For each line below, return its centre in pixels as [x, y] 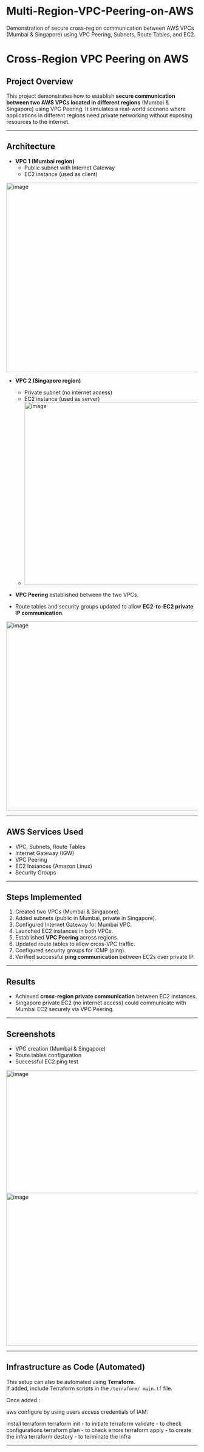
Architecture [31, 147]
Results [21, 982]
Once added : [23, 1400]
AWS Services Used [45, 832]
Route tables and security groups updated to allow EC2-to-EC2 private [104, 606]
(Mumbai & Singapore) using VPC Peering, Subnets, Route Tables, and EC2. [101, 34]
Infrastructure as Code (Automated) [76, 1367]
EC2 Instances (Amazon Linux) [54, 866]
